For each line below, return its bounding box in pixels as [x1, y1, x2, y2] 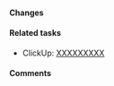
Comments [9, 68, 52, 79]
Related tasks [9, 28, 61, 39]
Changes [9, 7, 44, 18]
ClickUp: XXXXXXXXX [22, 47, 105, 58]
